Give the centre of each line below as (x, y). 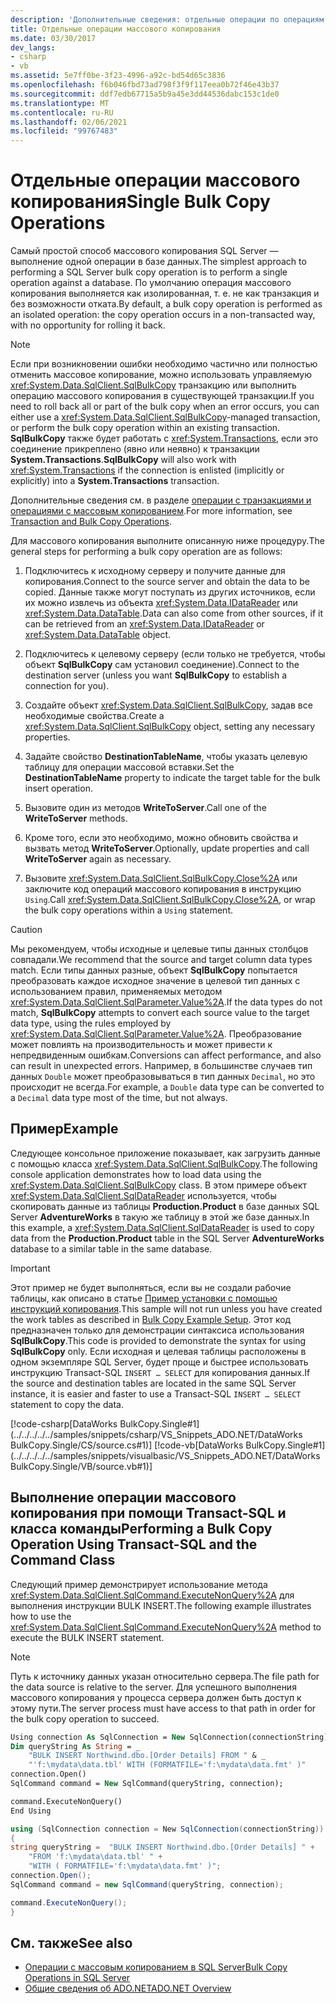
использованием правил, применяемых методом (116, 992)
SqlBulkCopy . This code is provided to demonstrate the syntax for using (158, 1340)
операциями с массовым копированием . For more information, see (151, 511)
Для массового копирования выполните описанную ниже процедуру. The (167, 541)
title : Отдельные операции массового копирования (116, 29)
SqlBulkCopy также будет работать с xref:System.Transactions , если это (164, 438)
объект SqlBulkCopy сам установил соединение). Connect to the (162, 665)
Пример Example (64, 1129)
